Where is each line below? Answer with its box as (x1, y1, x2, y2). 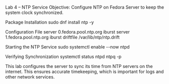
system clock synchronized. (5, 9, 64, 15)
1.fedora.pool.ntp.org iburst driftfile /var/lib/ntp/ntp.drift (5, 34, 120, 40)
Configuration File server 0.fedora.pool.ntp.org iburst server (5, 29, 130, 34)
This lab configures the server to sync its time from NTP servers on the (5, 63, 153, 69)
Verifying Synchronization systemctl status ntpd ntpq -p (5, 53, 122, 59)
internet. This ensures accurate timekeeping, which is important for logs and (5, 68, 164, 74)
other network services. (5, 74, 55, 79)
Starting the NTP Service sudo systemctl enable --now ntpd (5, 44, 130, 49)
